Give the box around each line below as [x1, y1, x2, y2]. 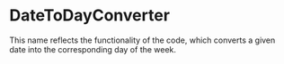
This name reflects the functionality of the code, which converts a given [9, 35, 276, 45]
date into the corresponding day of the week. [9, 44, 177, 54]
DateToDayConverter [9, 5, 171, 26]
